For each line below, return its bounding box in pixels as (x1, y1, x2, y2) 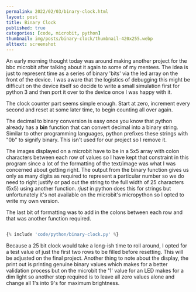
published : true (6, 25, 46, 31)
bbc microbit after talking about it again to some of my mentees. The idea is (6, 63, 188, 70)
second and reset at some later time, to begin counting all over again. (6, 106, 173, 113)
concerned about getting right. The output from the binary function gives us (6, 166, 189, 173)
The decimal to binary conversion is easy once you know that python (6, 117, 173, 124)
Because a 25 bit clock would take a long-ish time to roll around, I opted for (6, 242, 188, 249)
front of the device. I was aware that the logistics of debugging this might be (6, 76, 190, 83)
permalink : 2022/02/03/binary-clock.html (6, 8, 109, 15)
